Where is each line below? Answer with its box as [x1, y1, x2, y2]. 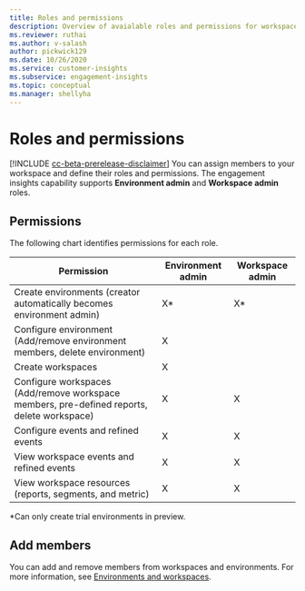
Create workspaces [14, 360, 98, 373]
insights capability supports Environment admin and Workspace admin [9, 178, 279, 189]
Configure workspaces [14, 376, 112, 389]
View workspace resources [14, 477, 131, 489]
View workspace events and [14, 450, 134, 463]
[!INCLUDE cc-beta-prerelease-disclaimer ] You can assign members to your [9, 158, 295, 169]
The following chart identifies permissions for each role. [9, 238, 219, 249]
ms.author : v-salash [9, 38, 88, 48]
